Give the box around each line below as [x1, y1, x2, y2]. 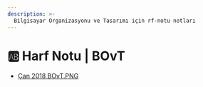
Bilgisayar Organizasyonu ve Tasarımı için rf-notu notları [14, 17, 196, 24]
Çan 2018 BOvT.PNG [17, 72, 79, 81]
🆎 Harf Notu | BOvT [7, 48, 126, 64]
